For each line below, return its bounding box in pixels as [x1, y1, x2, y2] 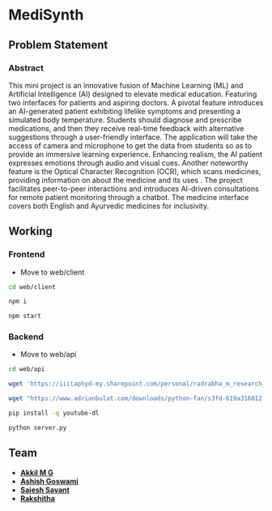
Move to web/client [19, 267, 85, 277]
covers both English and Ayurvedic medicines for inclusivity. [8, 201, 209, 211]
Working [8, 224, 53, 238]
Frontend [8, 249, 45, 260]
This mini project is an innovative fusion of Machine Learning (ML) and [8, 80, 244, 90]
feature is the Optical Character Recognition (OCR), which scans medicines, [8, 166, 261, 176]
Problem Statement [8, 38, 108, 52]
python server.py [8, 424, 67, 432]
